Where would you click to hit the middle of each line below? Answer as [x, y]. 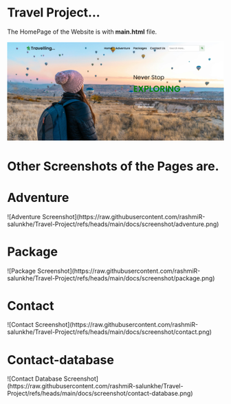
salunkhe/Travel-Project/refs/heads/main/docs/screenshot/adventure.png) [113, 224]
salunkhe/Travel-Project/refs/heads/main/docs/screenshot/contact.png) [109, 332]
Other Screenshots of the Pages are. [113, 166]
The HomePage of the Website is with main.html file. [82, 32]
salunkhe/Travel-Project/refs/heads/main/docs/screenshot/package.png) [111, 278]
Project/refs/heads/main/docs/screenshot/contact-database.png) [100, 394]
